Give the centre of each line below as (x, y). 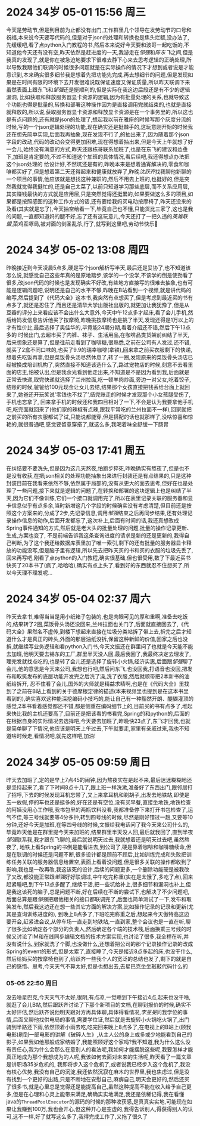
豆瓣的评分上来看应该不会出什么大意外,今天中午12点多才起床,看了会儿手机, (97, 312)
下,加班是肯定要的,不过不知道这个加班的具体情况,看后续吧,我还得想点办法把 (98, 156)
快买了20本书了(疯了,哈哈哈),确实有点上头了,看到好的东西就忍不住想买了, (95, 565)
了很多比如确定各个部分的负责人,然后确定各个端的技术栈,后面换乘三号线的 (96, 929)
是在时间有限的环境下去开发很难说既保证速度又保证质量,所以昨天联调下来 (101, 82)
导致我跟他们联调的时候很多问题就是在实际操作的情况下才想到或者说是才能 (102, 67)
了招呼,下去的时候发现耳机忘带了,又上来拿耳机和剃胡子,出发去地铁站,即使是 (98, 794)
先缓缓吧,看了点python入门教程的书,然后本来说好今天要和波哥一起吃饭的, (95, 45)
